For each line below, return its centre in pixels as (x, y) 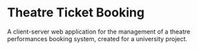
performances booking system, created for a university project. (97, 38)
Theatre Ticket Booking (76, 13)
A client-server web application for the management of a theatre (99, 32)
